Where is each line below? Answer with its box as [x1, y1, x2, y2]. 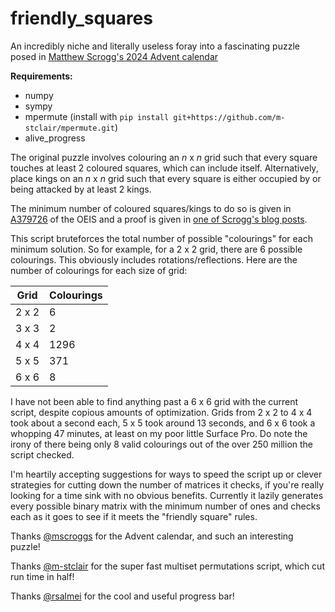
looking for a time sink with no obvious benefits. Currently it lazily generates [10, 489, 324, 501]
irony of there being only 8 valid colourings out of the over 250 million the [10, 438, 314, 450]
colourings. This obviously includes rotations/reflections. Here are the [10, 253, 298, 266]
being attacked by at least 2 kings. [10, 183, 152, 195]
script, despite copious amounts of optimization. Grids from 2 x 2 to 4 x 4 [10, 406, 313, 418]
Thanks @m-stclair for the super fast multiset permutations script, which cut [10, 560, 325, 572]
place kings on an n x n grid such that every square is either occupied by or [10, 172, 322, 184]
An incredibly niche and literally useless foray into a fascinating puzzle [10, 40, 300, 52]
